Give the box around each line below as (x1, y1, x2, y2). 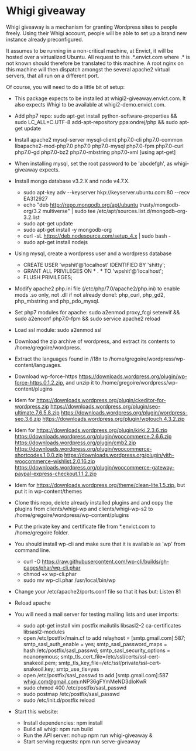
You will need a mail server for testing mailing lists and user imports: (14, 611, 179, 618)
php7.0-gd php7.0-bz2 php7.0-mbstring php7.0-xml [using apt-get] (14, 148, 176, 156)
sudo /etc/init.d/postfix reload (23, 697, 95, 704)
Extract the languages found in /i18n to (14, 355, 108, 362)
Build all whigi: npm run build (23, 725, 93, 732)
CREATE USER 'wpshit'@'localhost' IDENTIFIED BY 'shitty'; (23, 261, 166, 268)
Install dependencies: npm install (23, 719, 103, 726)
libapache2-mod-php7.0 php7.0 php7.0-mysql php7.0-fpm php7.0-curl (14, 142, 184, 149)
